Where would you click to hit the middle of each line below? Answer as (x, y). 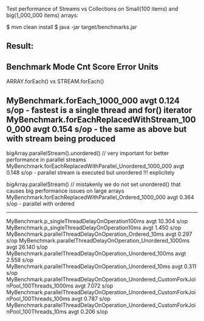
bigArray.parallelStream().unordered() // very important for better (87, 153)
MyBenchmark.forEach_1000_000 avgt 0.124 (93, 101)
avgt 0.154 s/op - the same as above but (110, 129)
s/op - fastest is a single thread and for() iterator (99, 110)
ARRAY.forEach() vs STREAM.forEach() (55, 81)
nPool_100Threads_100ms (38, 299)
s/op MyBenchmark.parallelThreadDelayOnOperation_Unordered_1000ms (98, 241)
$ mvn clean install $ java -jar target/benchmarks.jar (72, 27)
